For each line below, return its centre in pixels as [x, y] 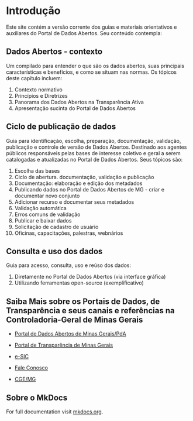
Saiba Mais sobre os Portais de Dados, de [83, 301]
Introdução [33, 11]
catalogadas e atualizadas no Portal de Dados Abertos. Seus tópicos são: [94, 159]
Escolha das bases [37, 170]
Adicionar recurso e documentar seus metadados [74, 202]
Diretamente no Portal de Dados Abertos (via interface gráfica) [90, 277]
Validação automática [41, 208]
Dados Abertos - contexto [54, 52]
